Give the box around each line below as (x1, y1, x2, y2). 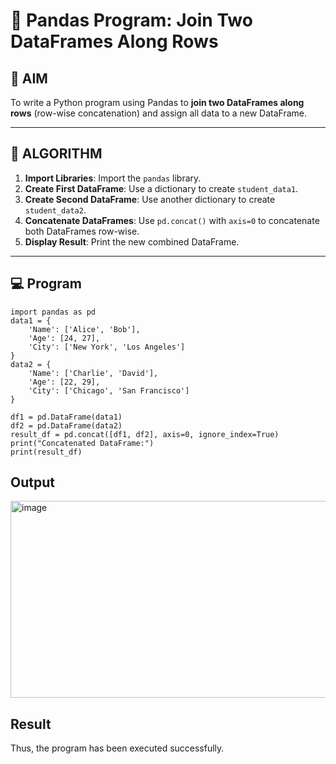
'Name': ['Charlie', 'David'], (28, 368, 159, 378)
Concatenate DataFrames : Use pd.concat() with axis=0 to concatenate (24, 214, 320, 226)
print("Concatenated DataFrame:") (10, 438, 155, 448)
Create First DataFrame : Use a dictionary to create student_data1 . (24, 182, 299, 194)
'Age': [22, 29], (28, 377, 101, 387)
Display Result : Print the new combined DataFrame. (24, 235, 240, 248)
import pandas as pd (10, 307, 97, 317)
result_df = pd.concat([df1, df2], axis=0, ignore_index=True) (10, 429, 280, 439)
